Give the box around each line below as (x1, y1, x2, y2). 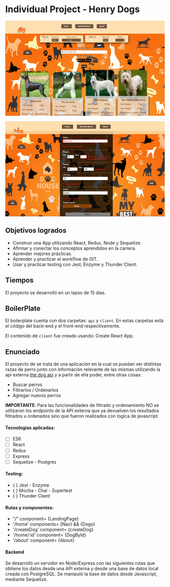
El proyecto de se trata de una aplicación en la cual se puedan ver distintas (5, 361, 162, 367)
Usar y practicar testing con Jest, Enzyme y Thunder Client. (12, 261, 138, 267)
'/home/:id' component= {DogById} (12, 532, 87, 538)
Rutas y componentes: (5, 504, 54, 510)
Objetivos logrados (5, 226, 67, 235)
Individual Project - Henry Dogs (5, 4, 140, 15)
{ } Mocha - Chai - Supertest (12, 487, 72, 493)
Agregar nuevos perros (12, 392, 61, 399)
